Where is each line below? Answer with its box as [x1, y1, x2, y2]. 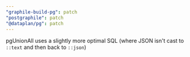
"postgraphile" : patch [6, 15, 64, 21]
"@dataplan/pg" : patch [6, 20, 64, 26]
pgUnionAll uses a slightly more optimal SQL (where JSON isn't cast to [6, 37, 184, 45]
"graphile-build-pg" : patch [6, 9, 78, 15]
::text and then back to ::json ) [6, 44, 86, 51]
